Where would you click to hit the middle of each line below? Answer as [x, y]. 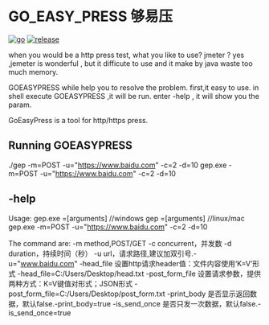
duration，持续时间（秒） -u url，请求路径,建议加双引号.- [102, 253]
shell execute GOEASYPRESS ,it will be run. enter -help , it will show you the [134, 96]
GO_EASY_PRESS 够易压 [91, 16]
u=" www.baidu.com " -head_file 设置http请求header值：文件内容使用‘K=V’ [130, 263]
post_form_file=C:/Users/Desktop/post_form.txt [87, 294]
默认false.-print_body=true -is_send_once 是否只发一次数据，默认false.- [142, 303]
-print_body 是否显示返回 [209, 294]
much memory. [33, 72]
